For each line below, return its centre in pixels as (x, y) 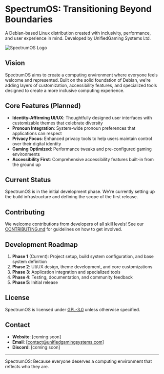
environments (26, 154)
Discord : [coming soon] (36, 347)
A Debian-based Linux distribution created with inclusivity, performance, (78, 33)
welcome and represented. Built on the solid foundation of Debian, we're (78, 80)
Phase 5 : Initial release (35, 282)
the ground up (26, 164)
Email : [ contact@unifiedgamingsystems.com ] (58, 342)
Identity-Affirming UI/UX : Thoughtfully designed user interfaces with (82, 117)
